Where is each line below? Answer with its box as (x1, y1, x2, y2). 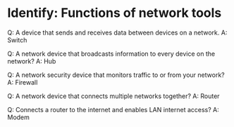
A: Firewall (7, 78, 38, 86)
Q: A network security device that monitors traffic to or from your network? (7, 71, 225, 79)
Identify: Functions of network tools (7, 5, 222, 21)
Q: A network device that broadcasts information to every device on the (7, 49, 216, 58)
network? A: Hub (7, 56, 56, 65)
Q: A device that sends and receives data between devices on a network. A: (7, 28, 228, 37)
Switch (7, 35, 27, 44)
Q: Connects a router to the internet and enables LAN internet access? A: (7, 105, 220, 114)
